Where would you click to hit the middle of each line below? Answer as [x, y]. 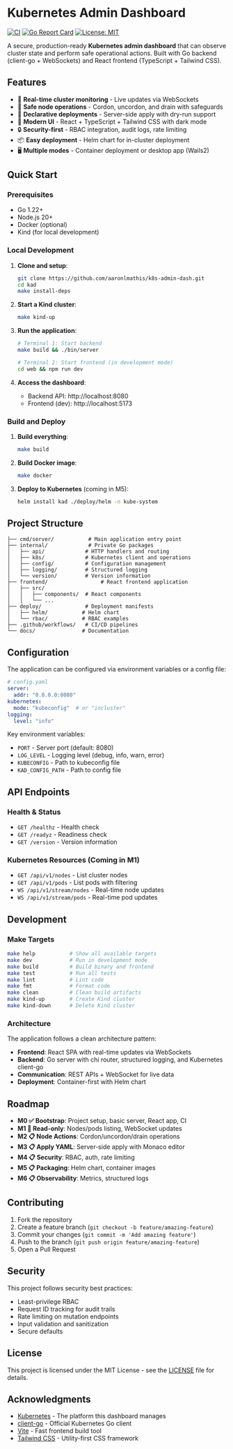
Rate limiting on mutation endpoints [68, 1316]
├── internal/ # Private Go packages [81, 546]
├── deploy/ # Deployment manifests [81, 607]
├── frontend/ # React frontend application [98, 582]
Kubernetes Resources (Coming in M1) [74, 860]
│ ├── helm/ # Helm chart [63, 613]
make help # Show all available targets [82, 954]
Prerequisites [30, 195]
